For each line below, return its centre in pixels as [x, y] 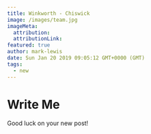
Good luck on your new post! [48, 123]
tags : [15, 64]
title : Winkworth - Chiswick [49, 13]
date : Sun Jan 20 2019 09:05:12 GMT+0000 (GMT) [76, 58]
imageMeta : [23, 26]
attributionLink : [38, 39]
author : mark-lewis [35, 52]
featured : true [29, 45]
